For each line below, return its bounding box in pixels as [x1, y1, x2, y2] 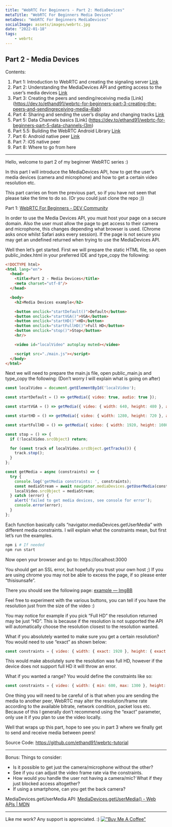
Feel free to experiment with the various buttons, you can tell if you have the [5, 597, 166, 603]
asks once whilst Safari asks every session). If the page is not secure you [5, 231, 160, 237]
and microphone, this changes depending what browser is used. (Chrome [5, 226, 161, 232]
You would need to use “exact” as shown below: [5, 639, 107, 645]
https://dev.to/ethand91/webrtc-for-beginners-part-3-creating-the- [14, 100, 157, 107]
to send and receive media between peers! [5, 730, 96, 736]
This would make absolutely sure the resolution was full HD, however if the [5, 658, 163, 664]
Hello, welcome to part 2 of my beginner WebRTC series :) [5, 158, 128, 165]
